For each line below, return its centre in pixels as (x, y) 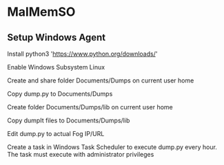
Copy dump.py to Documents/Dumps (60, 94)
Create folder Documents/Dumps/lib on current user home (90, 107)
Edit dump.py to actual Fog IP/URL (56, 134)
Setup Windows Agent (56, 37)
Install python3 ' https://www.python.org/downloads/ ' (82, 54)
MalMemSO (41, 12)
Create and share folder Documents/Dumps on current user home (101, 80)
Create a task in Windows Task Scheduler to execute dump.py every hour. (112, 147)
